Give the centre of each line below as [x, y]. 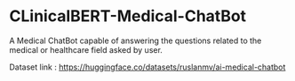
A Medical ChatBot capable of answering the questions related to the [136, 40]
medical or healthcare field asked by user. [86, 49]
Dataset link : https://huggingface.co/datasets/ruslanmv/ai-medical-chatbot [147, 67]
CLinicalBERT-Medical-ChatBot [128, 16]
